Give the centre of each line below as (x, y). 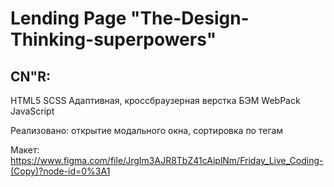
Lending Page (68, 18)
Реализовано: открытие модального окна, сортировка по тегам (147, 130)
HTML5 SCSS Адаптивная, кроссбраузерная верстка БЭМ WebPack (155, 100)
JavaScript (32, 111)
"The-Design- (189, 18)
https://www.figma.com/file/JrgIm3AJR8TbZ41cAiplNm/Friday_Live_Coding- (167, 160)
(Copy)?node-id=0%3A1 (60, 171)
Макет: (25, 150)
